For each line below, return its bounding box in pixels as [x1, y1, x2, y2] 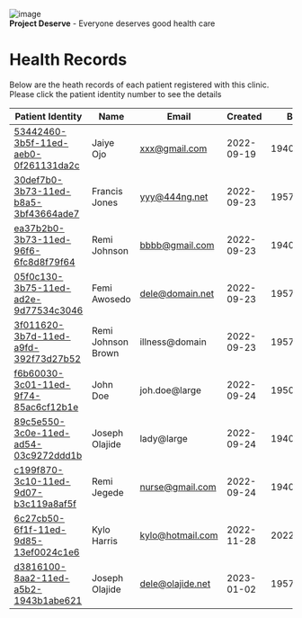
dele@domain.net [139, 287, 215, 300]
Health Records [9, 49, 128, 70]
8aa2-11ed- [13, 571, 70, 584]
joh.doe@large [139, 383, 202, 396]
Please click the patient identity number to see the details [9, 88, 222, 99]
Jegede [91, 486, 124, 498]
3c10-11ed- [13, 475, 71, 488]
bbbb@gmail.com [139, 238, 215, 251]
